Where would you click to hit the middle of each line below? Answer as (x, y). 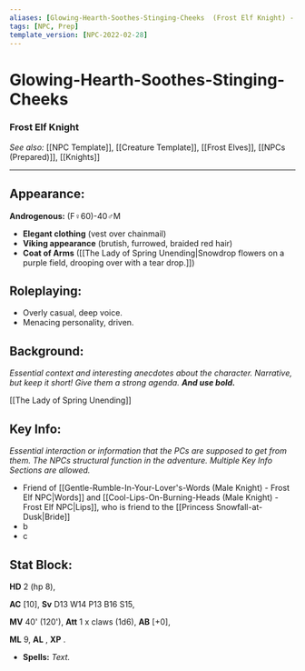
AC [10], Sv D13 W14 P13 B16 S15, (72, 604)
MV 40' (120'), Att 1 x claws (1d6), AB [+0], (90, 621)
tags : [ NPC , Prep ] (44, 26)
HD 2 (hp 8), (33, 586)
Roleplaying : (46, 291)
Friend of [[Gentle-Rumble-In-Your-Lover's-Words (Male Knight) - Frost (156, 488)
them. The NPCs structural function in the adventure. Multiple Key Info (141, 461)
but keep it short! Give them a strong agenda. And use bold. (123, 383)
